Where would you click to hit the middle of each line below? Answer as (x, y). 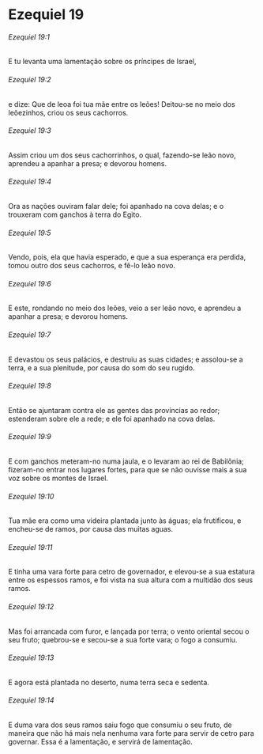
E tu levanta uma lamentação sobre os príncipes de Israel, (102, 62)
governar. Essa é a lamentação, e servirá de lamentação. (101, 742)
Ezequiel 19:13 (31, 657)
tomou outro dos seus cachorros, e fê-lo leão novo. (92, 266)
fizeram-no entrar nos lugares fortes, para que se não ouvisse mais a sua (128, 470)
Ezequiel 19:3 (30, 131)
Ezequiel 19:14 (31, 700)
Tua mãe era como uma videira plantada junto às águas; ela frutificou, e (125, 521)
